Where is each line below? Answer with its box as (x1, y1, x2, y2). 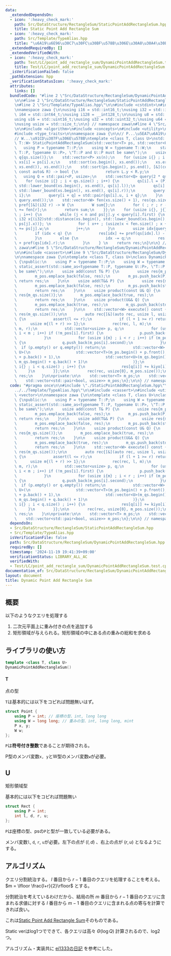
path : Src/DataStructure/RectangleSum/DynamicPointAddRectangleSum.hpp (10, 540, 165, 545)
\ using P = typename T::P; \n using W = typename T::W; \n (14, 145, 152, 151)
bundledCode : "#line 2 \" (10, 93, 65, 98)
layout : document (5, 573, 42, 578)
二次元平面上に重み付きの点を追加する (12, 623, 93, 629)
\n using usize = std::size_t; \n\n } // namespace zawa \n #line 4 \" (14, 121, 158, 127)
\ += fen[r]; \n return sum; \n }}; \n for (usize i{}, (14, 207, 158, 212)
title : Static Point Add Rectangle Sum (14, 27, 99, 32)
